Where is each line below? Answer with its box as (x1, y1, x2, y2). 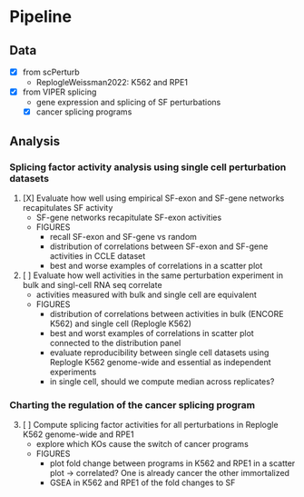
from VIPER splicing (22, 86, 97, 97)
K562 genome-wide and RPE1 (22, 429, 134, 440)
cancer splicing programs (35, 106, 132, 117)
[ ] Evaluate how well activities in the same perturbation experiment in (22, 270, 284, 281)
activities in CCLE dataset (49, 250, 146, 261)
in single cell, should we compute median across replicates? (49, 375, 275, 387)
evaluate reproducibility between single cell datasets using (49, 347, 270, 358)
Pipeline (9, 6, 73, 27)
